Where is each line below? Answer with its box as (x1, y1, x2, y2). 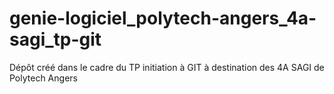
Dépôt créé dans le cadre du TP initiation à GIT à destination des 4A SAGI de (9, 61, 325, 73)
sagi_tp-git (9, 28, 102, 51)
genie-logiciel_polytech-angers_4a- (9, 7, 317, 30)
